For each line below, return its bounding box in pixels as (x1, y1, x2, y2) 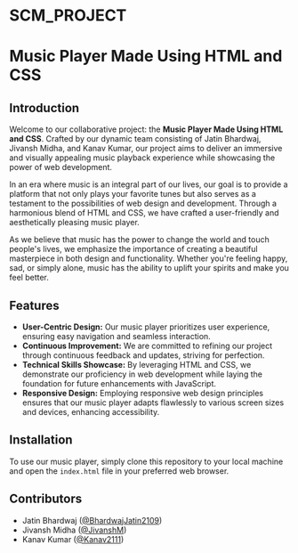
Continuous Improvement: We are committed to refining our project (21, 340, 273, 351)
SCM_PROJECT (9, 5, 127, 26)
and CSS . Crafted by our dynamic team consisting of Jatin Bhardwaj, (9, 134, 262, 144)
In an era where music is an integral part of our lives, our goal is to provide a (9, 179, 288, 190)
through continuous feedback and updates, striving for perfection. (21, 350, 265, 361)
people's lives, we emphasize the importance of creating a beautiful (9, 244, 258, 255)
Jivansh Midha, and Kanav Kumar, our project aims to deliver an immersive (9, 143, 283, 154)
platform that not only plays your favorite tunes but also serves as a (9, 189, 256, 199)
